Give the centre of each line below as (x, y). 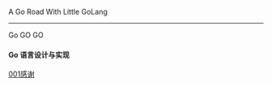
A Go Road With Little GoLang (58, 12)
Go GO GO (26, 35)
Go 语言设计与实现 (39, 54)
